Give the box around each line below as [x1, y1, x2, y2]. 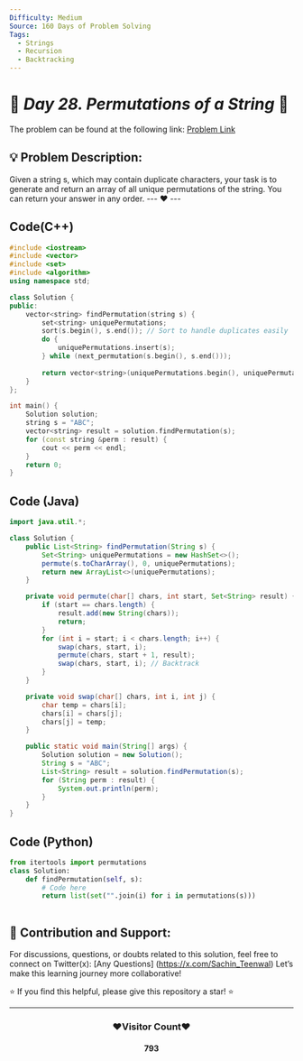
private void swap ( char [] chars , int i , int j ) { [25, 692, 216, 701]
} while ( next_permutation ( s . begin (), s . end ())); [41, 352, 232, 361]
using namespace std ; [9, 277, 91, 286]
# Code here [41, 883, 87, 892]
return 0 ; [25, 460, 63, 469]
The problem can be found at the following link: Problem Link [9, 124, 236, 134]
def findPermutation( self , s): [25, 874, 143, 884]
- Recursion [17, 47, 63, 56]
